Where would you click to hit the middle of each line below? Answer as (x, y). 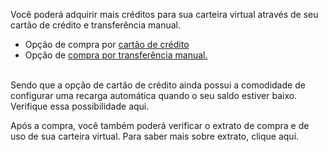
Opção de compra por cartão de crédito (107, 44)
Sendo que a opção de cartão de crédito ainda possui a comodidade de (158, 85)
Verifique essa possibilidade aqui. (80, 106)
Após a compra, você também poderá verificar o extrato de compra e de (160, 125)
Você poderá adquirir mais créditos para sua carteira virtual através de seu (164, 14)
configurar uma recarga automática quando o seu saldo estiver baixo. (154, 95)
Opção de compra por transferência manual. (116, 55)
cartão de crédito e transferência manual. (95, 25)
